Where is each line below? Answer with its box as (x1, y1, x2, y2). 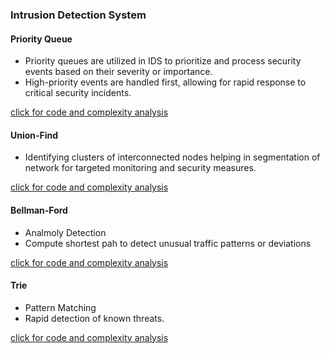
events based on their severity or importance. (24, 66, 213, 78)
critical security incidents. (24, 87, 132, 99)
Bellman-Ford (10, 204, 68, 216)
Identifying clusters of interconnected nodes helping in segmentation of (24, 151, 321, 163)
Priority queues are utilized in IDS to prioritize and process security (24, 55, 302, 67)
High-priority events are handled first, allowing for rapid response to (24, 76, 307, 88)
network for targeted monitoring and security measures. (24, 162, 257, 174)
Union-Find (10, 129, 59, 141)
